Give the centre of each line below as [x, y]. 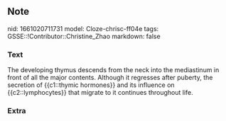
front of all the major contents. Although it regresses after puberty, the [110, 78]
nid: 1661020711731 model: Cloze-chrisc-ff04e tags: [83, 28]
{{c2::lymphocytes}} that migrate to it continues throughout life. [100, 93]
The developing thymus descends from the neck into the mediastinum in [113, 70]
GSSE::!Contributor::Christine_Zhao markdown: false [84, 36]
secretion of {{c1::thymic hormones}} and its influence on [91, 85]
